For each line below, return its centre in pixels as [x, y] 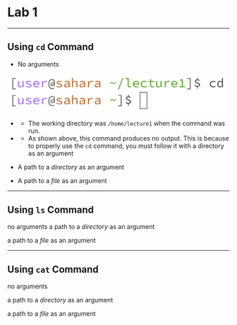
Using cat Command [53, 269]
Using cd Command [50, 47]
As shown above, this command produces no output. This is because [128, 138]
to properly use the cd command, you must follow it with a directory [126, 146]
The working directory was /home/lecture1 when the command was [127, 124]
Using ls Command [50, 209]
